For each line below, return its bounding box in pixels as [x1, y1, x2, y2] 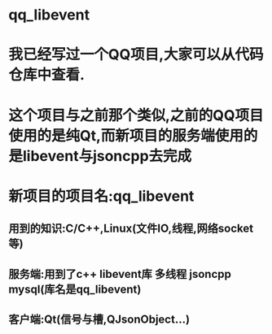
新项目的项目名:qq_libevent [8, 187, 195, 205]
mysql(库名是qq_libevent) [8, 282, 142, 296]
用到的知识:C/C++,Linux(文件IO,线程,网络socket [8, 222, 254, 236]
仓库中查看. [8, 66, 86, 85]
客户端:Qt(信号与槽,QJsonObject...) [8, 312, 190, 326]
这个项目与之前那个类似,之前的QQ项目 [8, 106, 264, 124]
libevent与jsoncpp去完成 [23, 146, 192, 165]
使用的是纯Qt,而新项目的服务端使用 [8, 126, 244, 145]
